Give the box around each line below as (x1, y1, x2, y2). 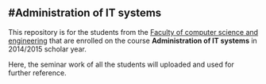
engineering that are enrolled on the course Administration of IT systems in (8, 36, 258, 45)
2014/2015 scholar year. (8, 44, 87, 54)
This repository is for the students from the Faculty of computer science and (8, 27, 259, 36)
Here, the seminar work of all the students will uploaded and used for (8, 59, 234, 69)
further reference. (8, 67, 67, 78)
